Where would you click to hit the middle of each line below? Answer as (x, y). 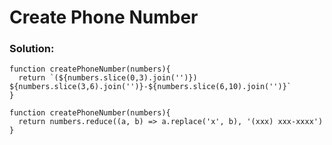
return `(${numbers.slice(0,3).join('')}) (108, 78)
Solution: (32, 49)
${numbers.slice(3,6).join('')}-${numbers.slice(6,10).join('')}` (150, 87)
